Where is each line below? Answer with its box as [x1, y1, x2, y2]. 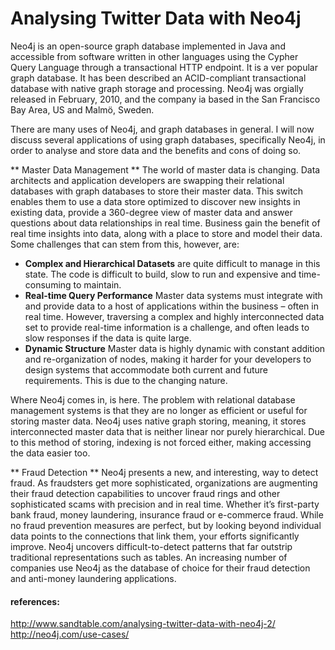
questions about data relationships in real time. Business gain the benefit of [10, 217, 321, 229]
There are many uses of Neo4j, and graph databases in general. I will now [10, 123, 315, 135]
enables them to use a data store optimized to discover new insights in [10, 195, 301, 207]
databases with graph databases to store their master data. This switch [10, 185, 303, 197]
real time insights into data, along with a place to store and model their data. [10, 227, 323, 239]
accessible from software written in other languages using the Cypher [10, 50, 299, 62]
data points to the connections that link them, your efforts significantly [10, 530, 300, 542]
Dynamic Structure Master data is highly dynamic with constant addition [24, 342, 326, 354]
